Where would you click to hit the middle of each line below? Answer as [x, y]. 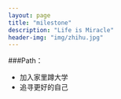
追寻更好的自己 [44, 87]
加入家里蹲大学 [44, 77]
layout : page [29, 15]
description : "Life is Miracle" [61, 30]
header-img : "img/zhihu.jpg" [56, 37]
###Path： [26, 60]
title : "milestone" [40, 23]
